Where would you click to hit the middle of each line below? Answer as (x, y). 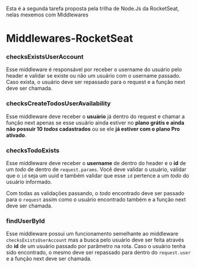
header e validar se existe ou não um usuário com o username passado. (94, 76)
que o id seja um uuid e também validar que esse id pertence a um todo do (98, 176)
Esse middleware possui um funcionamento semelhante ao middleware (92, 234)
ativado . (16, 135)
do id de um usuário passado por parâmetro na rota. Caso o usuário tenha (96, 246)
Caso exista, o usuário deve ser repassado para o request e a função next (96, 82)
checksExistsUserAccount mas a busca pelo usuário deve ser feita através (95, 240)
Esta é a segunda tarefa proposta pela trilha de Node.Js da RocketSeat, (93, 9)
